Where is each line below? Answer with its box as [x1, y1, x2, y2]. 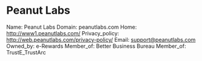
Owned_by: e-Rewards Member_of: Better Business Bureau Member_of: [6, 42, 186, 50]
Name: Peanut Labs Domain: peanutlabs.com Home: [6, 23, 137, 30]
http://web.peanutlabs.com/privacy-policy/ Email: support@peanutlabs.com [6, 36, 196, 43]
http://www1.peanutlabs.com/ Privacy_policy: [6, 29, 120, 36]
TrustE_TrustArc [6, 48, 47, 56]
